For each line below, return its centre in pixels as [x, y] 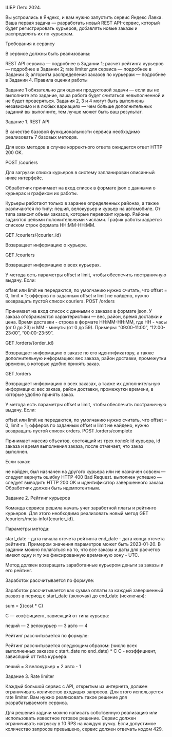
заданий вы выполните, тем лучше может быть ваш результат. [74, 112]
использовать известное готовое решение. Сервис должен [71, 718]
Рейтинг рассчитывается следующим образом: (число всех [71, 646]
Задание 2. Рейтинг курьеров [38, 498]
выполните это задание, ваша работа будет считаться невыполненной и [85, 95]
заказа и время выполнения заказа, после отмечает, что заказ [74, 446]
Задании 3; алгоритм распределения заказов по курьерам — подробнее [85, 74]
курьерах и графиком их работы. [42, 193]
